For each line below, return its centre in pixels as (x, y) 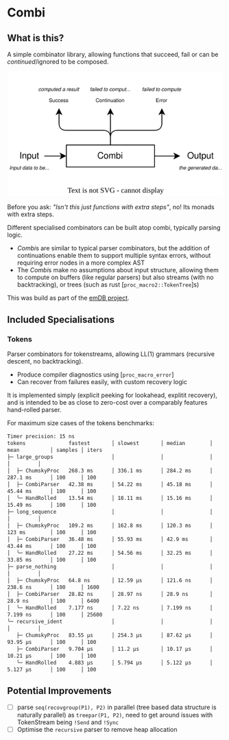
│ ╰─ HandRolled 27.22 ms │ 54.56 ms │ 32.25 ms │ (110, 553)
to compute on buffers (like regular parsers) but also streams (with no (115, 277)
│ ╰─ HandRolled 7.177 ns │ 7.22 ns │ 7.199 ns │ (110, 608)
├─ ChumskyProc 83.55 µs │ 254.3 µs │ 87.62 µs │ (114, 636)
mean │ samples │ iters (55, 451)
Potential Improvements (59, 691)
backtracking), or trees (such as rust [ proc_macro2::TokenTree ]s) (108, 285)
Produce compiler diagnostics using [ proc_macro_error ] (95, 374)
